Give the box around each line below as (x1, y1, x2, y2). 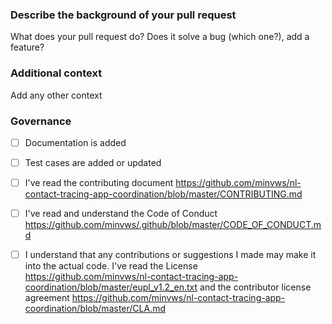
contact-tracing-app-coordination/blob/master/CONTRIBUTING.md (24, 188, 303, 200)
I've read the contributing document (24, 177, 174, 189)
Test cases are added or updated (24, 156, 162, 168)
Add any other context (10, 89, 103, 101)
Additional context (10, 66, 103, 80)
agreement (24, 292, 70, 304)
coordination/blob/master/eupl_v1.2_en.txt (24, 281, 198, 293)
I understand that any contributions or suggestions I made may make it (24, 249, 317, 261)
